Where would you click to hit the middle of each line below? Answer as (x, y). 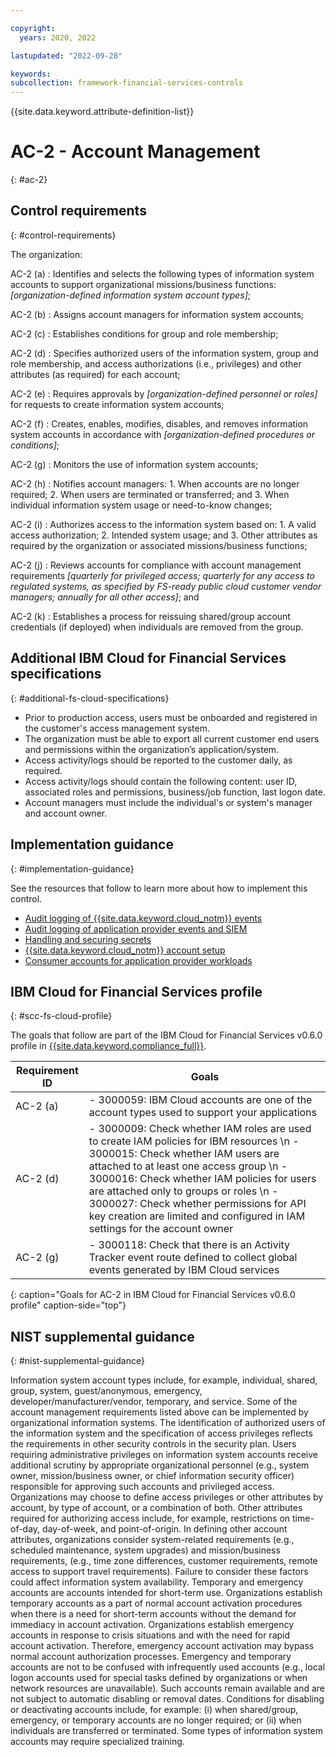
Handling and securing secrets (88, 939)
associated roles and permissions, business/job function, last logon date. (175, 792)
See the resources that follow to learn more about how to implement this (159, 888)
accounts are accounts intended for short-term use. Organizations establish (166, 1593)
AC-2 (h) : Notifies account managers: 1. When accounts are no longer (155, 483)
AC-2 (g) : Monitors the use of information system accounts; (134, 464)
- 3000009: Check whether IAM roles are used (200, 1129)
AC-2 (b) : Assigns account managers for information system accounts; (157, 314)
